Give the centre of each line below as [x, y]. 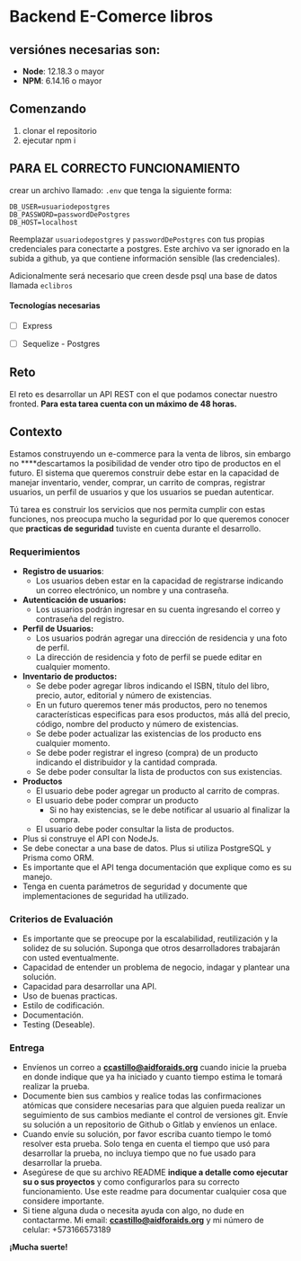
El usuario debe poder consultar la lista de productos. [135, 829]
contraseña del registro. [80, 618]
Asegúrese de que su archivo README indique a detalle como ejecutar [155, 1172]
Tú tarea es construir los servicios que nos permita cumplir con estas [137, 509]
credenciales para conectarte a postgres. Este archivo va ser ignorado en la [150, 248]
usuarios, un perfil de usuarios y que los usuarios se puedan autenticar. [142, 492]
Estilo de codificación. [63, 1006]
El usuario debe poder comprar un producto [117, 800]
